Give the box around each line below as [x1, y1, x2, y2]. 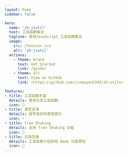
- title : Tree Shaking [4, 121, 51, 126]
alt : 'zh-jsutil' [13, 48, 49, 53]
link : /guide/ [17, 66, 47, 71]
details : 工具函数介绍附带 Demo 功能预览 [9, 139, 86, 144]
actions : [9, 52, 27, 57]
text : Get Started [17, 62, 55, 67]
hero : [4, 21, 16, 26]
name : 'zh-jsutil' [9, 25, 47, 30]
